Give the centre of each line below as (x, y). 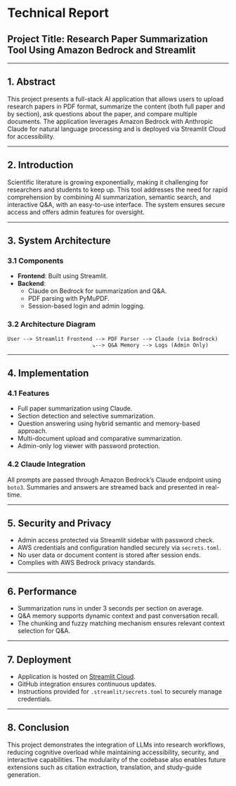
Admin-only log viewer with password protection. (88, 446)
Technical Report (58, 13)
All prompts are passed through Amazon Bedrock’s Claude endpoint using (114, 480)
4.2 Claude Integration (46, 464)
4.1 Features (28, 393)
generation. (24, 774)
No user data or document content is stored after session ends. (109, 555)
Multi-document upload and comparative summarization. (100, 439)
